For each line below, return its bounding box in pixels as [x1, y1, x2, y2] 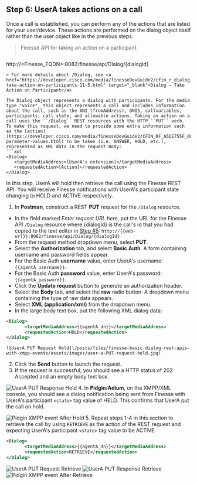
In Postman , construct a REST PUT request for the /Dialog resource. [14, 203, 181, 210]
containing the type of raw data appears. [14, 294, 113, 301]
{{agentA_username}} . [14, 263, 66, 270]
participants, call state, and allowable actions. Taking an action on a [6, 113, 191, 119]
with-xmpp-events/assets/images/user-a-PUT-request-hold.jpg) [6, 350, 161, 356]
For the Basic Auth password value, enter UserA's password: [14, 270, 162, 277]
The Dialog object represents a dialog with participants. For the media [6, 97, 191, 103]
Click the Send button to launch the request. [14, 360, 122, 368]
